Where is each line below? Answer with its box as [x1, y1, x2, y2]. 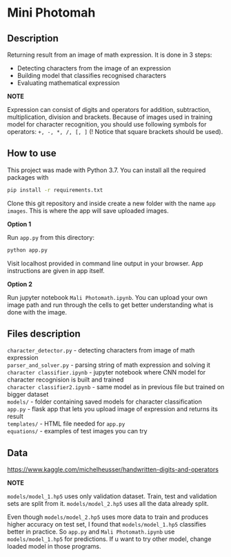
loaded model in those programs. [7, 542, 101, 551]
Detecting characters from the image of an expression [17, 64, 171, 72]
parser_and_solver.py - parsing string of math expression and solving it [7, 361, 210, 369]
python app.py [7, 247, 48, 254]
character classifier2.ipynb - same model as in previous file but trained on [7, 383, 225, 391]
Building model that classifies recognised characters [17, 71, 167, 79]
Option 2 [7, 280, 32, 288]
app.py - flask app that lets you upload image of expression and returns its [7, 405, 219, 413]
